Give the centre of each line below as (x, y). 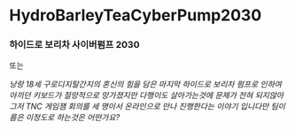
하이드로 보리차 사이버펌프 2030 (74, 45)
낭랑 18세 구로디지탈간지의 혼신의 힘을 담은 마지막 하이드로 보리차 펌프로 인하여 (145, 84)
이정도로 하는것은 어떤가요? (73, 118)
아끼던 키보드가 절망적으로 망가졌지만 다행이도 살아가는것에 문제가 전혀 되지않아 (147, 96)
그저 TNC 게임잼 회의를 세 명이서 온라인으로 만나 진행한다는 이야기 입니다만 (139, 106)
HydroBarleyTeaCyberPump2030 (136, 15)
